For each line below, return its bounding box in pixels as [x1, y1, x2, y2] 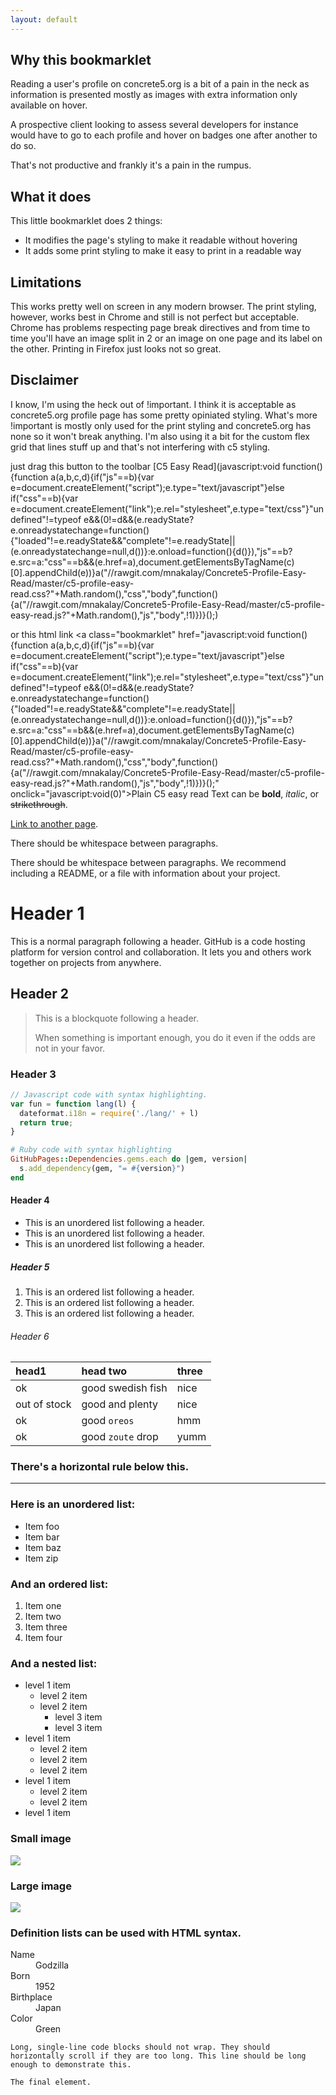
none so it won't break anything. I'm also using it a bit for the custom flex [10, 430, 310, 442]
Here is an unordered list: [10, 1497, 136, 1511]
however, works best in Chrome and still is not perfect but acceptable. [10, 311, 300, 323]
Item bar [24, 1531, 60, 1543]
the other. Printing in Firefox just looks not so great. [10, 343, 222, 355]
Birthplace [10, 1991, 53, 2003]
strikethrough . [10, 798, 68, 810]
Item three [24, 1621, 68, 1633]
